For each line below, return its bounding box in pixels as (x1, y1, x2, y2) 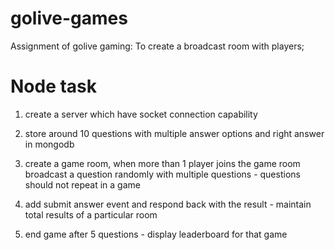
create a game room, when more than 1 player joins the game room (24, 157, 301, 169)
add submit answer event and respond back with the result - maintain (24, 198, 312, 210)
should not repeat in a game (24, 178, 141, 191)
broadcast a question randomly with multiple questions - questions (24, 168, 301, 180)
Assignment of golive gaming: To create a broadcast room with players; (10, 40, 305, 52)
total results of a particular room (24, 208, 158, 221)
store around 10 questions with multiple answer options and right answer (24, 127, 325, 139)
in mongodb (24, 138, 75, 150)
